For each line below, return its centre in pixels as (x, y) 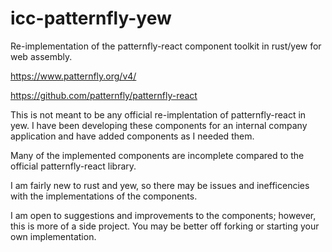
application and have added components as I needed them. (132, 136)
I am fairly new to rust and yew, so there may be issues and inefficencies (160, 185)
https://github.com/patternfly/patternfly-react (104, 95)
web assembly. (41, 56)
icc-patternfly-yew (91, 18)
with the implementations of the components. (104, 196)
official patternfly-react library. (73, 166)
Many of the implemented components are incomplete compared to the (157, 155)
